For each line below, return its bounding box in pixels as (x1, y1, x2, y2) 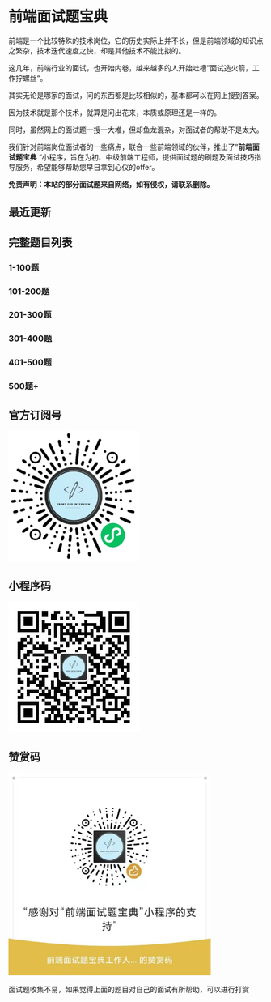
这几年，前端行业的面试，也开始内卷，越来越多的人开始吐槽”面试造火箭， (8, 62, 253, 73)
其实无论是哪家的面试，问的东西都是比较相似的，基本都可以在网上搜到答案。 (8, 90, 264, 100)
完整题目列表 (8, 236, 73, 249)
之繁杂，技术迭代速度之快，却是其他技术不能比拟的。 (8, 45, 186, 55)
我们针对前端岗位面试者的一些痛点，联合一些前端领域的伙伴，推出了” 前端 (8, 142, 253, 151)
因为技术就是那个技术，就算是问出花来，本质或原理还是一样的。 (8, 107, 221, 117)
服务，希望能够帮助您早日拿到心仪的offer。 (15, 162, 159, 172)
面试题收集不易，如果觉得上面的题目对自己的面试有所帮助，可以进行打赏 (8, 984, 249, 994)
